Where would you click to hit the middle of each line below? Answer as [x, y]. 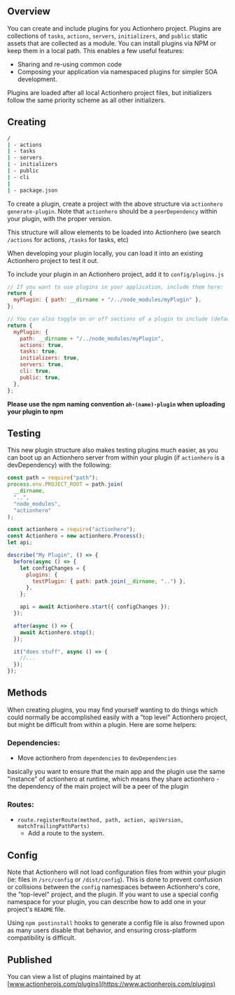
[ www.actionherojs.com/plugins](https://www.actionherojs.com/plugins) [112, 984]
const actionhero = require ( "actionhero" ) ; [72, 530]
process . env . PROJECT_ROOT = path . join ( [65, 485]
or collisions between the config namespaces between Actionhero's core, [114, 887]
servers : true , [42, 365]
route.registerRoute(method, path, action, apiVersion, [100, 820]
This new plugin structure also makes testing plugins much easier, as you [113, 450]
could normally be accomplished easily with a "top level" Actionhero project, [117, 717]
